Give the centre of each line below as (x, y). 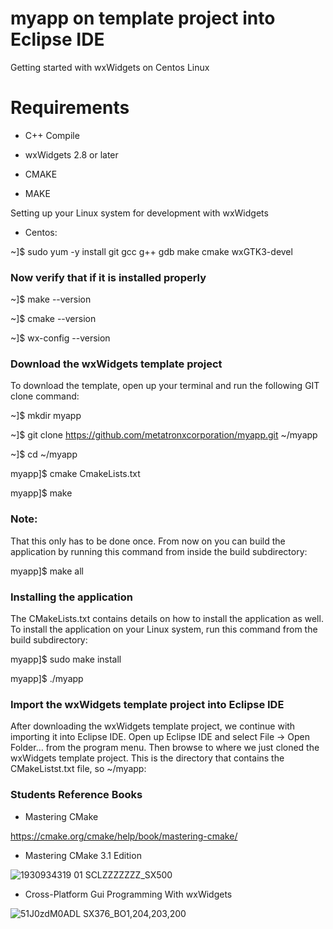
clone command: (45, 396)
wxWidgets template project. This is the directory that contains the (147, 758)
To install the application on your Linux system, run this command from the (164, 629)
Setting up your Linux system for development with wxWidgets (139, 213)
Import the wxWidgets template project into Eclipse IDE (147, 704)
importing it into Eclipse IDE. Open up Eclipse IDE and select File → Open (160, 737)
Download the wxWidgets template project (116, 364)
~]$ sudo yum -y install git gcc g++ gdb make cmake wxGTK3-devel (151, 251)
